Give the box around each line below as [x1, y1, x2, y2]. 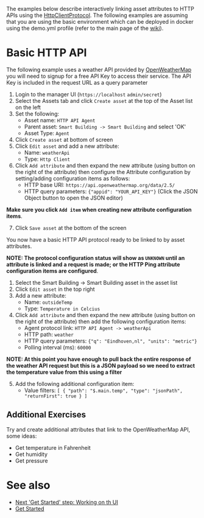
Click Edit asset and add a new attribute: [15, 142, 120, 150]
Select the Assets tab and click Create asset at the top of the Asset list [15, 97, 193, 104]
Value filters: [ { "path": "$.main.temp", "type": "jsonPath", [24, 387, 183, 394]
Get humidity [15, 450, 47, 458]
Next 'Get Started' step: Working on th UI [15, 499, 119, 506]
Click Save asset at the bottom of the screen [15, 224, 127, 231]
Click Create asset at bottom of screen [15, 136, 113, 143]
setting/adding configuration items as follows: [15, 175, 130, 182]
